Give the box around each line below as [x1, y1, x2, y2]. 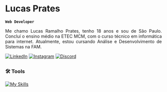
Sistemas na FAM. [5, 44, 42, 49]
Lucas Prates [5, 3, 61, 14]
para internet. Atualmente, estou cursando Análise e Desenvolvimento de [5, 38, 162, 45]
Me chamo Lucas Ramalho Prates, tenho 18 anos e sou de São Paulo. [5, 28, 162, 34]
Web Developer [5, 19, 35, 24]
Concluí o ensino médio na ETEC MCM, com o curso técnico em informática [5, 33, 162, 39]
